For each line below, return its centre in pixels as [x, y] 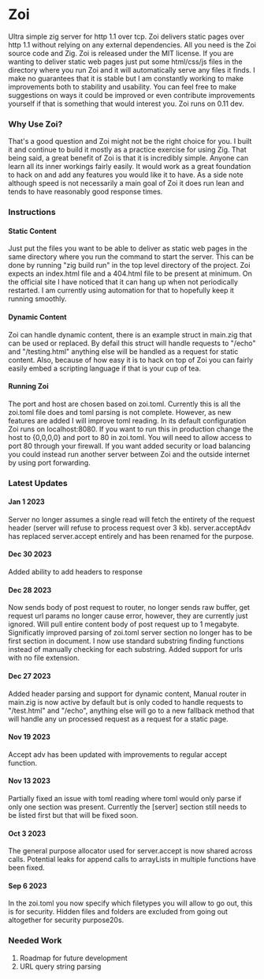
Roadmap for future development [73, 958]
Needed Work [35, 940]
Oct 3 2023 [27, 833]
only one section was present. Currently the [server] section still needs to [127, 807]
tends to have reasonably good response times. [86, 192]
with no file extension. [44, 658]
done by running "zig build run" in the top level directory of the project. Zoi [129, 265]
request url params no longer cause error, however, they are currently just [128, 616]
